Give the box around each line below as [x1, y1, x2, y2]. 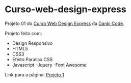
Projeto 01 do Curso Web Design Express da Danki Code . [5, 20, 124, 26]
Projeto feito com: [5, 30, 42, 36]
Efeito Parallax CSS [12, 56, 53, 62]
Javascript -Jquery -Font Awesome [12, 62, 87, 68]
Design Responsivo [12, 40, 53, 46]
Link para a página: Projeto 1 [5, 71, 64, 77]
